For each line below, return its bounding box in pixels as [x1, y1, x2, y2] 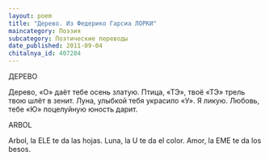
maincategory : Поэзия [8, 27, 82, 35]
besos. [8, 145, 31, 154]
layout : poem [8, 11, 53, 20]
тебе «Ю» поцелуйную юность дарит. [8, 104, 138, 114]
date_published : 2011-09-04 [8, 42, 103, 50]
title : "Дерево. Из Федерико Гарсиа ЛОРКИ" [8, 19, 158, 27]
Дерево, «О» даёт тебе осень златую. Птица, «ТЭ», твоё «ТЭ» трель [8, 87, 246, 97]
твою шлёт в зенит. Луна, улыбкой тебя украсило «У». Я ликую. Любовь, [8, 96, 260, 105]
